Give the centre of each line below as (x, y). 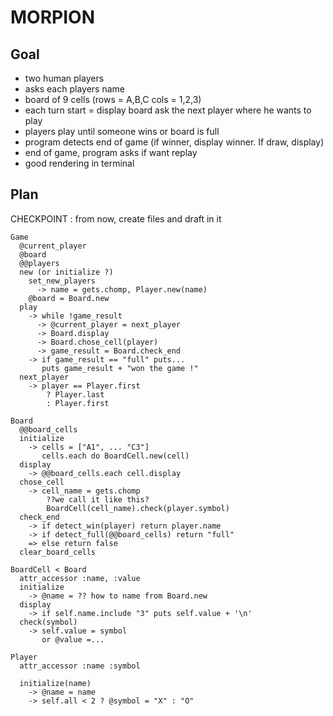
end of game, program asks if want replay (111, 152)
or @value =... (73, 639)
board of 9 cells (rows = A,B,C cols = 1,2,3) (113, 99)
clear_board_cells (58, 552)
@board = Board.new (69, 298)
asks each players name (74, 89)
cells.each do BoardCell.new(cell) (115, 456)
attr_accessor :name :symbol (80, 666)
